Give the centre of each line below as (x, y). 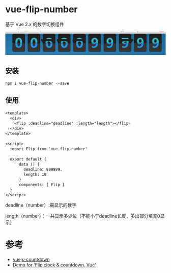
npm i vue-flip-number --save (37, 84)
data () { (29, 164)
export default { (28, 159)
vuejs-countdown (31, 259)
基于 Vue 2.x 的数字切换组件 (35, 24)
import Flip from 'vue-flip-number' (49, 149)
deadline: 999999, (43, 169)
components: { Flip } (42, 185)
